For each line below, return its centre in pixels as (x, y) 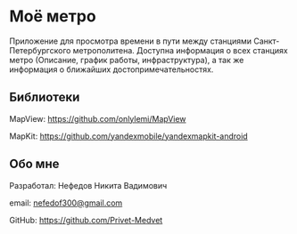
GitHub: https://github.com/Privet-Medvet (86, 220)
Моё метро (53, 16)
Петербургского (40, 50)
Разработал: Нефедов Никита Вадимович (88, 185)
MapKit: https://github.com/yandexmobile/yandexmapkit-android (128, 136)
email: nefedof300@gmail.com (66, 203)
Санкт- (267, 41)
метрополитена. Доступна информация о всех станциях (180, 50)
